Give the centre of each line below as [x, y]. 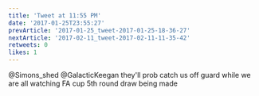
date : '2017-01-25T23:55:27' [57, 23]
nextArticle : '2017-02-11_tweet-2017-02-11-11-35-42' [100, 38]
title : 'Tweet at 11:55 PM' [55, 15]
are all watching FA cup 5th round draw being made [93, 83]
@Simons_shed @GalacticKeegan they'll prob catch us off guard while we [129, 75]
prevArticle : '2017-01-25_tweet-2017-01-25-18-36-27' [100, 30]
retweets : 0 [28, 45]
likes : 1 [23, 52]
